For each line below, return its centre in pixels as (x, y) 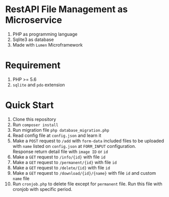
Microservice (34, 20)
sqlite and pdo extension (39, 85)
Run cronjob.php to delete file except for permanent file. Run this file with (87, 184)
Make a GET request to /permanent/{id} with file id (65, 162)
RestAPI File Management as (67, 9)
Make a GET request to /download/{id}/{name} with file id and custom (84, 173)
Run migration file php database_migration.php (61, 130)
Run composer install (35, 125)
